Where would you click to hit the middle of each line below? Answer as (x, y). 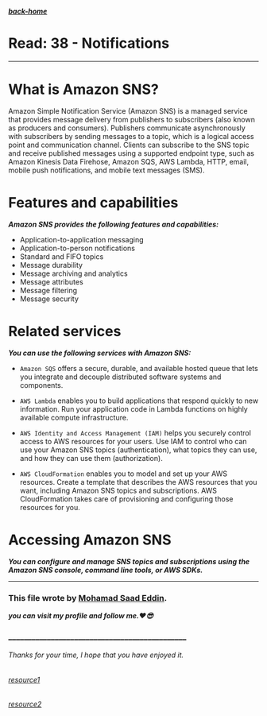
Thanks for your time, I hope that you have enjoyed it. (96, 655)
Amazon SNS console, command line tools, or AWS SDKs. (106, 570)
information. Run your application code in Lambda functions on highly (133, 409)
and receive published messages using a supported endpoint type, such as (131, 153)
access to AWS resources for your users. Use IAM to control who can (133, 442)
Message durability (51, 265)
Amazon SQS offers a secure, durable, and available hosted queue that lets (139, 369)
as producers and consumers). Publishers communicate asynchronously (127, 128)
